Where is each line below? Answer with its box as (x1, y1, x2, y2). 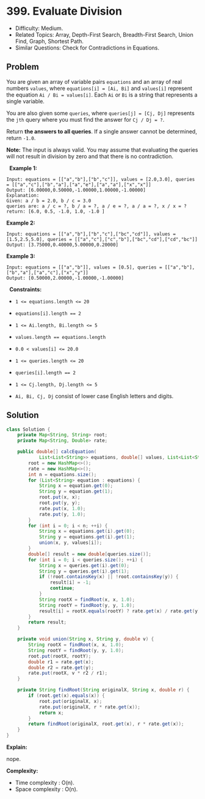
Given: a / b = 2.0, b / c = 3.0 (6, 198, 92, 204)
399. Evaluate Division (6, 4, 123, 18)
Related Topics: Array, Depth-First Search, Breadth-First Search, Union (15, 31, 193, 38)
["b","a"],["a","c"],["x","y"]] (6, 269, 88, 276)
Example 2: (6, 219, 35, 226)
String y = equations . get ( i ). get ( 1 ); (38, 534, 135, 540)
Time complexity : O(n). (15, 779, 74, 787)
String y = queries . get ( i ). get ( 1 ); (38, 568, 130, 574)
